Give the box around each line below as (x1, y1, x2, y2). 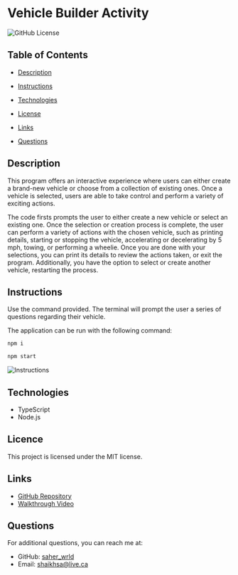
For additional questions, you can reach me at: (7, 539, 144, 547)
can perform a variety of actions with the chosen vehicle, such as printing (7, 227, 224, 236)
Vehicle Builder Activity (7, 5, 149, 21)
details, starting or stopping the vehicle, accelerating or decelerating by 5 (7, 235, 222, 244)
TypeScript (17, 405, 50, 414)
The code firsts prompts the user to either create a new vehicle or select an (7, 213, 229, 221)
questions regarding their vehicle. (7, 313, 106, 321)
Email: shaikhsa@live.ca (17, 560, 89, 569)
